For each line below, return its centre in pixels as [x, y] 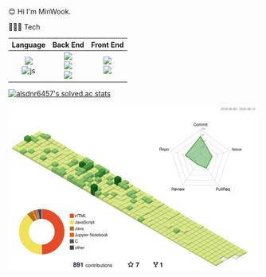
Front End [108, 45]
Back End [68, 45]
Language [29, 45]
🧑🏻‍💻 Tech [24, 27]
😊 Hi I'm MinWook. [40, 12]
